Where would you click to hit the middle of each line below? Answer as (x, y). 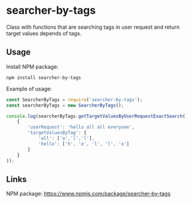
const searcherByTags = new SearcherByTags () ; (65, 105)
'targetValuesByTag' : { (57, 133)
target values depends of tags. (44, 33)
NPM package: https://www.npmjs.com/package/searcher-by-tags (89, 194)
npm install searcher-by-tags (44, 78)
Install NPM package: (32, 66)
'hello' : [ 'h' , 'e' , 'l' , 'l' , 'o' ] (84, 144)
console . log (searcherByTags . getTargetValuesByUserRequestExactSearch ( (96, 116)
